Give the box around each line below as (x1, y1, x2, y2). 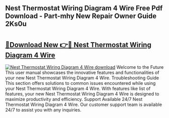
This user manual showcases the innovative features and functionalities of (5, 70, 160, 75)
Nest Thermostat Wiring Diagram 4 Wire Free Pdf (5, 4, 163, 13)
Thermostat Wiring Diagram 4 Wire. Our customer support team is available (5, 101, 162, 107)
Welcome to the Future (116, 64, 164, 70)
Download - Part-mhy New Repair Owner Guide (5, 12, 157, 21)
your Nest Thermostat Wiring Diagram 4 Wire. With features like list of (5, 85, 151, 91)
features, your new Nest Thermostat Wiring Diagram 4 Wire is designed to (5, 91, 160, 97)
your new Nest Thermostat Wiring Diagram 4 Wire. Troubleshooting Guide (5, 75, 159, 81)
